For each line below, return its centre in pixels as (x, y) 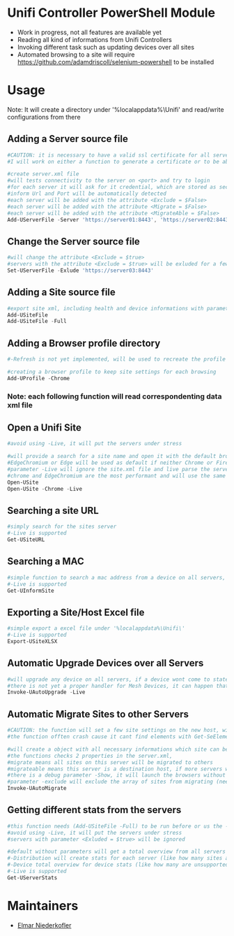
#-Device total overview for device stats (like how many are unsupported (118, 865)
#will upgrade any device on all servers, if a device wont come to (109, 679)
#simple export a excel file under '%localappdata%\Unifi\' (96, 628)
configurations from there (44, 117)
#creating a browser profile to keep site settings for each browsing (112, 372)
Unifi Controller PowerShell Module (111, 13)
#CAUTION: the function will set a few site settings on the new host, (113, 730)
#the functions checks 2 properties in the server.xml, (90, 756)
